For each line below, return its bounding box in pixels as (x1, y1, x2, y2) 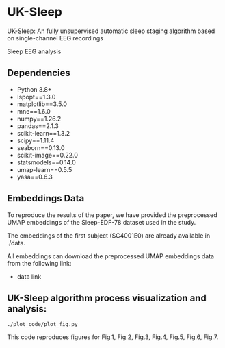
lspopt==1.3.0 (16, 92, 56, 101)
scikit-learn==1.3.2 (16, 129, 70, 137)
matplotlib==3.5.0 (16, 100, 67, 108)
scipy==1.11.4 (16, 136, 55, 145)
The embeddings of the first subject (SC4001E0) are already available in (7, 231, 211, 240)
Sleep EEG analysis (7, 47, 62, 55)
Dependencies (7, 67, 70, 79)
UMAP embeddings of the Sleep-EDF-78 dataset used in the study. (7, 218, 196, 226)
